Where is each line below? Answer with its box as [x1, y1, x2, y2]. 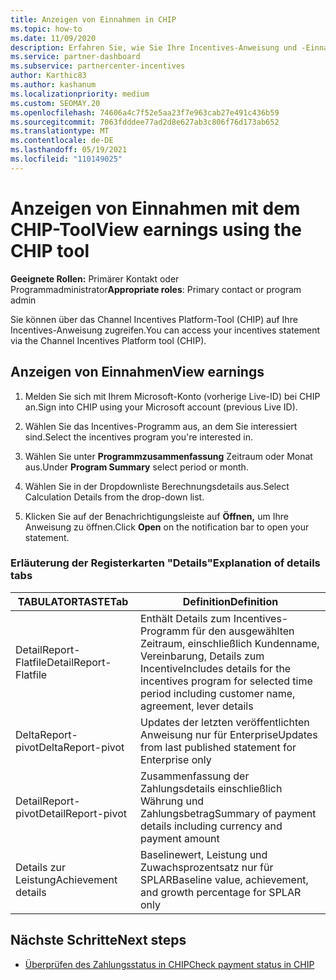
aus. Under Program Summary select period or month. [24, 461, 249, 473]
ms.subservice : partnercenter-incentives [10, 61, 186, 71]
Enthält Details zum [139, 611, 232, 625]
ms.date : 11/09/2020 [10, 33, 97, 43]
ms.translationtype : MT [10, 126, 110, 136]
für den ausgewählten [191, 624, 295, 638]
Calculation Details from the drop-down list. [24, 491, 205, 503]
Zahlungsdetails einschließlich [139, 781, 283, 795]
